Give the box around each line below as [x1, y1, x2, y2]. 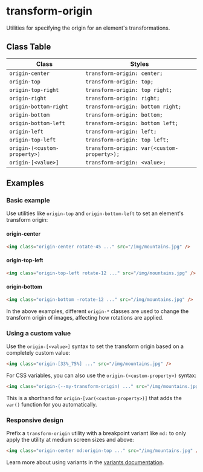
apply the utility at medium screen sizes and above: [6, 436, 134, 444]
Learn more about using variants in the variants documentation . [6, 458, 164, 466]
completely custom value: [6, 349, 71, 356]
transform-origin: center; [85, 70, 163, 77]
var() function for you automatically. [6, 401, 97, 408]
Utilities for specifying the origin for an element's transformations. [6, 24, 170, 31]
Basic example [6, 196, 50, 205]
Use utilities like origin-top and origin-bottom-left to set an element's [6, 210, 184, 217]
